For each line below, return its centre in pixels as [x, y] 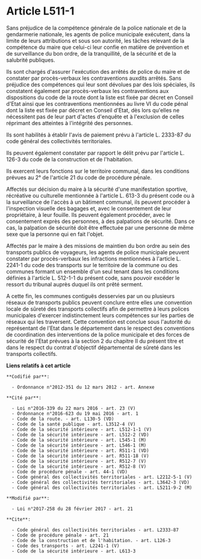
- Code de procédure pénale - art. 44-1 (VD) [70, 472]
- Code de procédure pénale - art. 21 [60, 535]
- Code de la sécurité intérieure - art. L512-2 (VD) [80, 435]
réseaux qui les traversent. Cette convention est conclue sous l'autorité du [98, 322]
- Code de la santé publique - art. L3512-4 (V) [74, 424]
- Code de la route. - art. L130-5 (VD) [63, 419]
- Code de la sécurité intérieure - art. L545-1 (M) [79, 440]
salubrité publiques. [31, 60]
